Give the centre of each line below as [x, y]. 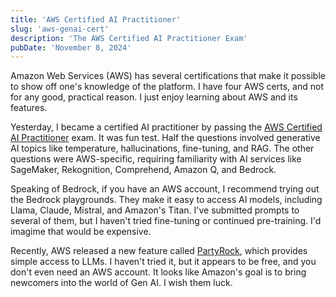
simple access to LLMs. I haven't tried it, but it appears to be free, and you [163, 262]
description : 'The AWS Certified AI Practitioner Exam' [129, 38]
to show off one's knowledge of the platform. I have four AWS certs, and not [167, 87]
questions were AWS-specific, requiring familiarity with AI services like [156, 159]
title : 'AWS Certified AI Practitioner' [96, 19]
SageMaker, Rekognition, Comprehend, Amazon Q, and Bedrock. [143, 170]
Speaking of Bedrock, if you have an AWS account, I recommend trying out [165, 189]
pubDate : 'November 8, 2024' [71, 47]
